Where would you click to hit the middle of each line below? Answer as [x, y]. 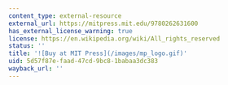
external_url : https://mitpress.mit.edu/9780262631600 [103, 23]
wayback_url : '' [36, 69]
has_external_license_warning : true [70, 31]
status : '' [27, 46]
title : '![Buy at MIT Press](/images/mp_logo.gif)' [98, 53]
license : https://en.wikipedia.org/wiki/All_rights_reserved [114, 38]
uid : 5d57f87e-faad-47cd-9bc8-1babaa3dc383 [83, 62]
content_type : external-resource [65, 16]
